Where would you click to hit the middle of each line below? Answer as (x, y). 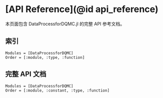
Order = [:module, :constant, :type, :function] (57, 90)
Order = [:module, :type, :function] (45, 57)
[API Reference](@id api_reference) (82, 9)
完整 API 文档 (26, 74)
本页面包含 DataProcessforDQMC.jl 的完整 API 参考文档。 (65, 24)
